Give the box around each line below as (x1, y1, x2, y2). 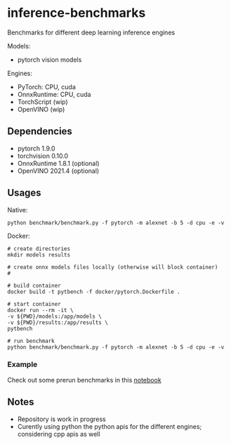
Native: (7, 205, 28, 214)
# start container (7, 300, 61, 307)
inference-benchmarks (7, 5, 146, 21)
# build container (7, 282, 61, 289)
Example (7, 360, 38, 370)
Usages (7, 187, 41, 199)
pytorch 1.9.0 (17, 144, 55, 153)
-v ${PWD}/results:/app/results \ (7, 318, 109, 326)
